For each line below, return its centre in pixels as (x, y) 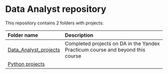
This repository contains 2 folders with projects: (54, 23)
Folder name (23, 35)
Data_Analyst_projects (34, 50)
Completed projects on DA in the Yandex (112, 43)
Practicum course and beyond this (105, 50)
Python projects (26, 64)
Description (79, 35)
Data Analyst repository (56, 9)
